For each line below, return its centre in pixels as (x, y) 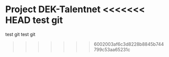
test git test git (20, 34)
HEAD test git (34, 20)
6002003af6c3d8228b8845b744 (129, 44)
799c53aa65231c (112, 49)
